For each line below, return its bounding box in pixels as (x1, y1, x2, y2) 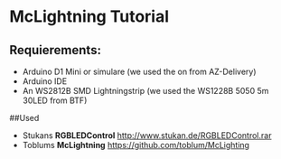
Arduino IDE (22, 76, 68, 87)
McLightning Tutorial (9, 6, 170, 27)
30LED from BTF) (22, 95, 88, 106)
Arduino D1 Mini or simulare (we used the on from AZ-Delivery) (22, 66, 257, 77)
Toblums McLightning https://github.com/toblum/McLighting (22, 140, 250, 150)
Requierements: (9, 42, 102, 58)
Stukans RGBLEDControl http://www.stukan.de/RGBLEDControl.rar (22, 130, 272, 141)
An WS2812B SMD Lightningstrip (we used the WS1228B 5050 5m (22, 86, 269, 96)
